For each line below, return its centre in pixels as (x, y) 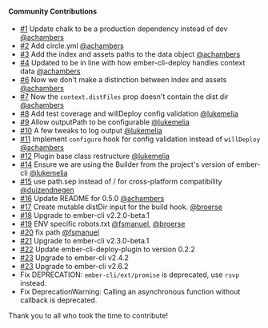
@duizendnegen (47, 190)
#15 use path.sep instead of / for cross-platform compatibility (121, 182)
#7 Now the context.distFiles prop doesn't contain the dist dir (124, 97)
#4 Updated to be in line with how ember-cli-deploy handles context (132, 63)
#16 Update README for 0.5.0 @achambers (92, 199)
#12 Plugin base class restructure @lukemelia (95, 156)
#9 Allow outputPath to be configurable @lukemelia (105, 122)
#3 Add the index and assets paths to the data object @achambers (130, 54)
